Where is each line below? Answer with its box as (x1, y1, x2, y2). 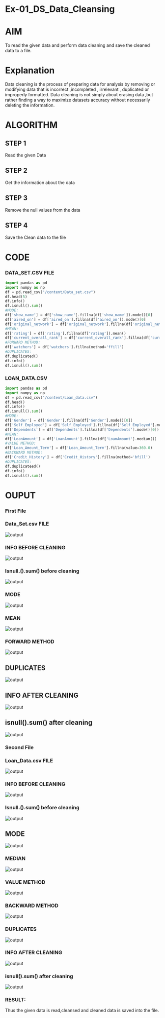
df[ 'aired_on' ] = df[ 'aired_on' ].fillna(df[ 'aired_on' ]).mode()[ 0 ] (5, 317, 146, 322)
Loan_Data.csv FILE (5, 757, 53, 764)
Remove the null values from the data (5, 207, 81, 213)
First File (5, 507, 26, 514)
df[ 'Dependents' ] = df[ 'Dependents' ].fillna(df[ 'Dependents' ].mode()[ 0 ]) (5, 427, 160, 432)
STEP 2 (5, 166, 28, 175)
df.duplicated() (5, 354, 38, 359)
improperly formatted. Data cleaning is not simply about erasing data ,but (5, 92, 153, 98)
